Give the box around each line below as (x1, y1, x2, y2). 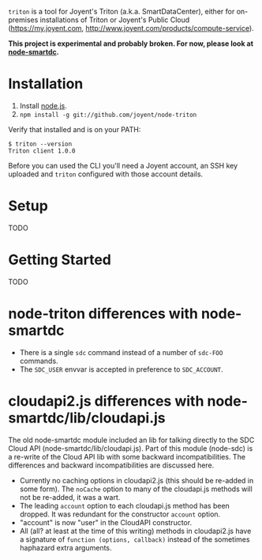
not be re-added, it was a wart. (19, 492, 121, 501)
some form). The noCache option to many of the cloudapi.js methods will (19, 484, 253, 494)
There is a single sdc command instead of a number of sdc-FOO (19, 347, 223, 357)
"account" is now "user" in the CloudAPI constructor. (19, 517, 192, 527)
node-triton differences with (8, 305, 199, 323)
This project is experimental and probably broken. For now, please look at (8, 39, 254, 48)
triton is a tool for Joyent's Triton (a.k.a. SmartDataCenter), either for (8, 7, 235, 16)
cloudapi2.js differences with (8, 392, 204, 410)
